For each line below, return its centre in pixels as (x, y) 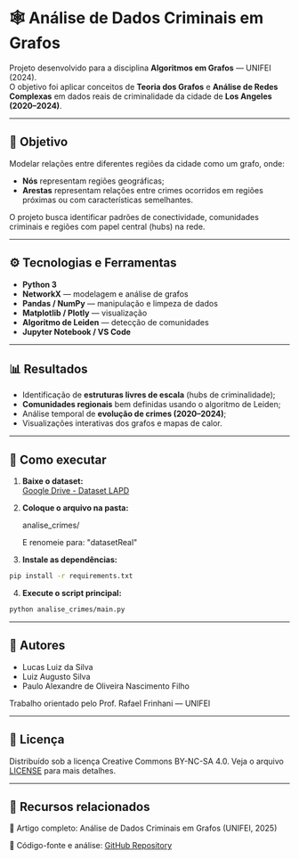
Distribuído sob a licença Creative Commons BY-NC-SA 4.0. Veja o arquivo (147, 761)
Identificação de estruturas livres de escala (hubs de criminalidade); (149, 395)
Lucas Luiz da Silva (57, 667)
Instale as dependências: (69, 560)
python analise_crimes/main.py (67, 609)
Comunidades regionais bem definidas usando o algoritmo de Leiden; (151, 405)
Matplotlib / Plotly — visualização (85, 313)
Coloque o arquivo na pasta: (75, 508)
